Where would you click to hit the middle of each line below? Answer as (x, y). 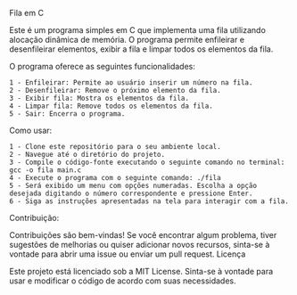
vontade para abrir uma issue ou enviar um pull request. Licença (128, 254)
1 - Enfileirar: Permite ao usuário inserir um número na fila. (131, 83)
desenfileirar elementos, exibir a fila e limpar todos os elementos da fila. (141, 49)
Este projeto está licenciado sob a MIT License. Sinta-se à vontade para (141, 271)
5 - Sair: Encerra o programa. (67, 114)
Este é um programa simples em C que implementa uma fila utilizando (137, 30)
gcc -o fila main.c (45, 170)
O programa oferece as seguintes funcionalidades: (103, 66)
